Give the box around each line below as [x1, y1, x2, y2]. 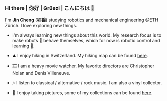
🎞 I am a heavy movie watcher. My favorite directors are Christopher [12, 63, 155, 69]
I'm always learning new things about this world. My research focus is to [12, 32, 162, 38]
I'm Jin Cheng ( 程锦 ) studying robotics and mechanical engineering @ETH [5, 17, 159, 23]
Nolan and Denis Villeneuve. [12, 70, 71, 76]
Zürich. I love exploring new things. [5, 23, 77, 29]
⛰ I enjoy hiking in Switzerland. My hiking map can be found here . [12, 53, 148, 59]
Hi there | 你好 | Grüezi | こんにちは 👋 [5, 4, 95, 11]
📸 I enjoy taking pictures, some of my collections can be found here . [12, 90, 153, 96]
